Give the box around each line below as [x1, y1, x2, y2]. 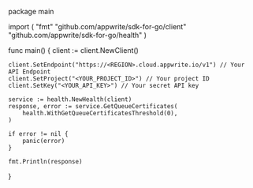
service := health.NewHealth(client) [8, 96, 132, 103]
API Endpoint [8, 68, 51, 76]
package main [8, 7, 54, 16]
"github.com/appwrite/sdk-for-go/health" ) [8, 31, 147, 39]
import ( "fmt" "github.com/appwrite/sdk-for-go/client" [8, 22, 187, 31]
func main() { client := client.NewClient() [8, 46, 140, 55]
